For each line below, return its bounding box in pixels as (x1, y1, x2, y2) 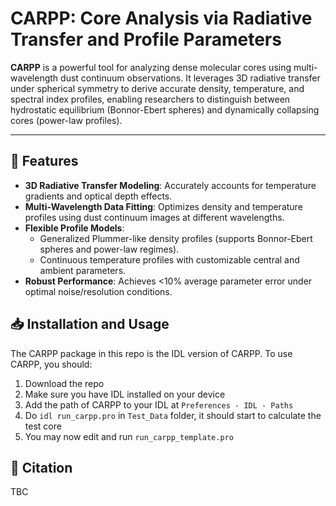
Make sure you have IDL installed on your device (24, 388, 226, 400)
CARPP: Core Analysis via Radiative (10, 7, 313, 30)
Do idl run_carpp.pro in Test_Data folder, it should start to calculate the (24, 409, 322, 421)
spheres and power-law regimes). (39, 243, 180, 255)
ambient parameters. (39, 264, 127, 276)
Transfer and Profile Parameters (10, 28, 282, 51)
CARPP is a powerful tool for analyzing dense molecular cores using (10, 61, 292, 73)
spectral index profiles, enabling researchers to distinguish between (10, 93, 291, 105)
